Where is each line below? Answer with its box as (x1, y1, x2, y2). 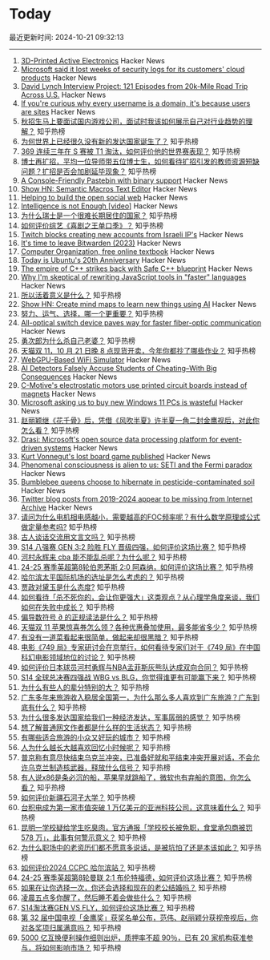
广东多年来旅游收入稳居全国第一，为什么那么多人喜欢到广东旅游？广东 (20, 692, 253, 702)
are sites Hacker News (20, 107, 95, 116)
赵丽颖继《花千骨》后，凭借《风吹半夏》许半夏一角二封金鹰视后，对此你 (20, 415, 260, 425)
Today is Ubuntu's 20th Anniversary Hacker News (20, 255, 187, 264)
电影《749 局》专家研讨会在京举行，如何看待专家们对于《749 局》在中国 (20, 642, 261, 651)
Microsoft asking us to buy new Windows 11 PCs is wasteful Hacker (20, 397, 244, 407)
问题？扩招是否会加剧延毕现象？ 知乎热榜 (20, 166, 157, 176)
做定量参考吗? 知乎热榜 (20, 522, 97, 531)
